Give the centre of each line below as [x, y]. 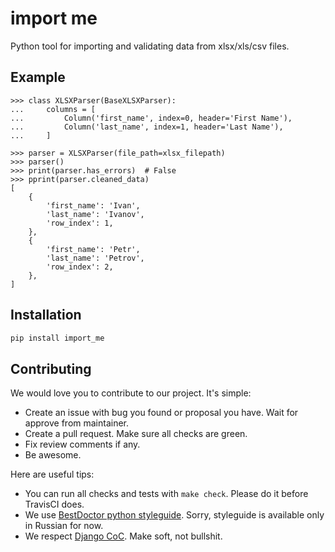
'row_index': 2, [80, 267]
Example [38, 77]
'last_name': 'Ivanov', [95, 214]
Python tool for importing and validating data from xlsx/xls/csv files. [150, 46]
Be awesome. [53, 455]
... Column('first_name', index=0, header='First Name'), [151, 118]
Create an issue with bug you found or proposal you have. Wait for [161, 413]
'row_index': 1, [80, 223]
